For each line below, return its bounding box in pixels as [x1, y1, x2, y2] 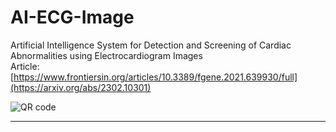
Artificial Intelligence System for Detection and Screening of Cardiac [10, 39, 292, 51]
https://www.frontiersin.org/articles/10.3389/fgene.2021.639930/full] [13, 71, 298, 83]
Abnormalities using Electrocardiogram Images [10, 49, 203, 61]
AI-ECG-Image [10, 6, 135, 29]
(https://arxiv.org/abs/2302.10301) [10, 81, 152, 93]
